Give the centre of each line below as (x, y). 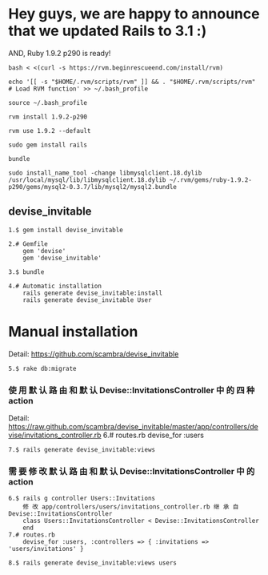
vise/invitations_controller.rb (55, 435)
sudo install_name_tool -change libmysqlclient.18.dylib (105, 173)
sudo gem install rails (48, 145)
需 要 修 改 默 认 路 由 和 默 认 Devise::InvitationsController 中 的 (132, 471)
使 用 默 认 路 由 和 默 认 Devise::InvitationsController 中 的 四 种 (132, 390)
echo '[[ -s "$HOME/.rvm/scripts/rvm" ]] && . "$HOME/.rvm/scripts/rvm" (132, 82)
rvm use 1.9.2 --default (50, 131)
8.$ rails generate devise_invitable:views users (93, 563)
